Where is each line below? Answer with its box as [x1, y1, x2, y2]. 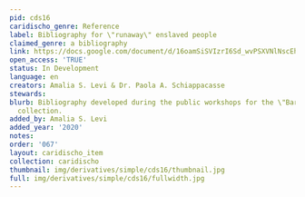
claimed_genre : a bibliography [9, 38, 128, 48]
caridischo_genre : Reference [9, 22, 120, 31]
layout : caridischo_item [9, 148, 103, 157]
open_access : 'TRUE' [9, 55, 88, 64]
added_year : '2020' [9, 123, 84, 133]
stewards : [9, 89, 47, 98]
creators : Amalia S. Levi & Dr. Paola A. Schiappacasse [9, 81, 225, 90]
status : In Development [9, 64, 100, 74]
